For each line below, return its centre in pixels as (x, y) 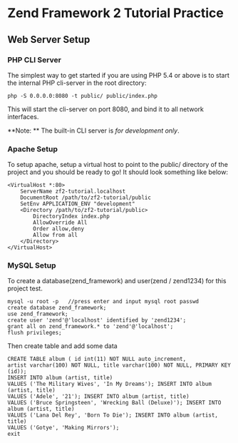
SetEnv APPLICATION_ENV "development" (78, 204)
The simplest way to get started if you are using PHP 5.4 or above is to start (119, 75)
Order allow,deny (58, 229)
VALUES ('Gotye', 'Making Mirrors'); (63, 428)
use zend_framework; (38, 314)
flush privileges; (35, 333)
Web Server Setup (49, 40)
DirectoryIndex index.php (72, 217)
